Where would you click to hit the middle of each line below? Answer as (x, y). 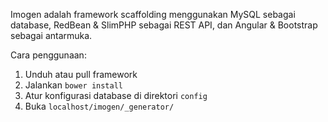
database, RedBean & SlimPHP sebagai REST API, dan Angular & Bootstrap (164, 25)
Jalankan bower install (74, 85)
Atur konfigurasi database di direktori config (116, 95)
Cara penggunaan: (48, 55)
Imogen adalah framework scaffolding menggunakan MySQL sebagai (153, 14)
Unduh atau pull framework (81, 74)
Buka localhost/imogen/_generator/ (99, 106)
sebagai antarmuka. (51, 35)
